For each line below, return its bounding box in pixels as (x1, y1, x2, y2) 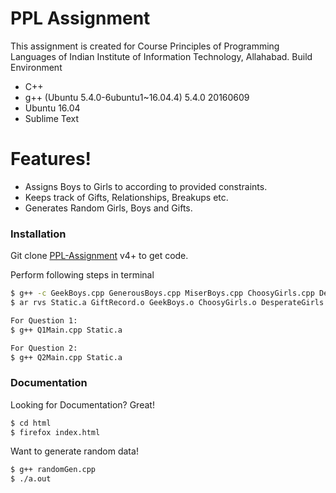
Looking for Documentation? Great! (10, 398, 155, 411)
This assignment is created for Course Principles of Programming (10, 40, 280, 52)
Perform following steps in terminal (10, 269, 155, 281)
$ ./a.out (10, 474, 52, 484)
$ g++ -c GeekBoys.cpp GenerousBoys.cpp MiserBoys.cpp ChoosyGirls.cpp (10, 288, 315, 299)
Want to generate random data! (10, 445, 139, 457)
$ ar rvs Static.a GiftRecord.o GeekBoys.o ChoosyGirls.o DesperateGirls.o (10, 298, 333, 308)
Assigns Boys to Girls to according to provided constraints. (24, 180, 268, 192)
